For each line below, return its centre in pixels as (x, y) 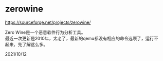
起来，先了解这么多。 (26, 44)
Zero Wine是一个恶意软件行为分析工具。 (45, 32)
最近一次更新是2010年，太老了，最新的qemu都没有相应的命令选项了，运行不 (82, 38)
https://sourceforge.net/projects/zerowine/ (48, 22)
